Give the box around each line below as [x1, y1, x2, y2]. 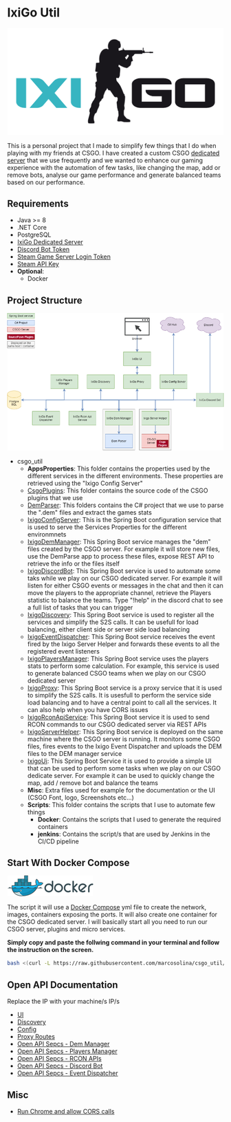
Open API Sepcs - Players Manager [16, 1047, 118, 1055]
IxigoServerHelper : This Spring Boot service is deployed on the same [27, 727, 223, 735]
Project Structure [7, 294, 82, 306]
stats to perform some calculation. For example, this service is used [27, 662, 219, 670]
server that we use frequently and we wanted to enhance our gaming [7, 156, 203, 164]
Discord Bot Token [16, 246, 70, 254]
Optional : [16, 267, 45, 276]
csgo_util [16, 457, 43, 465]
